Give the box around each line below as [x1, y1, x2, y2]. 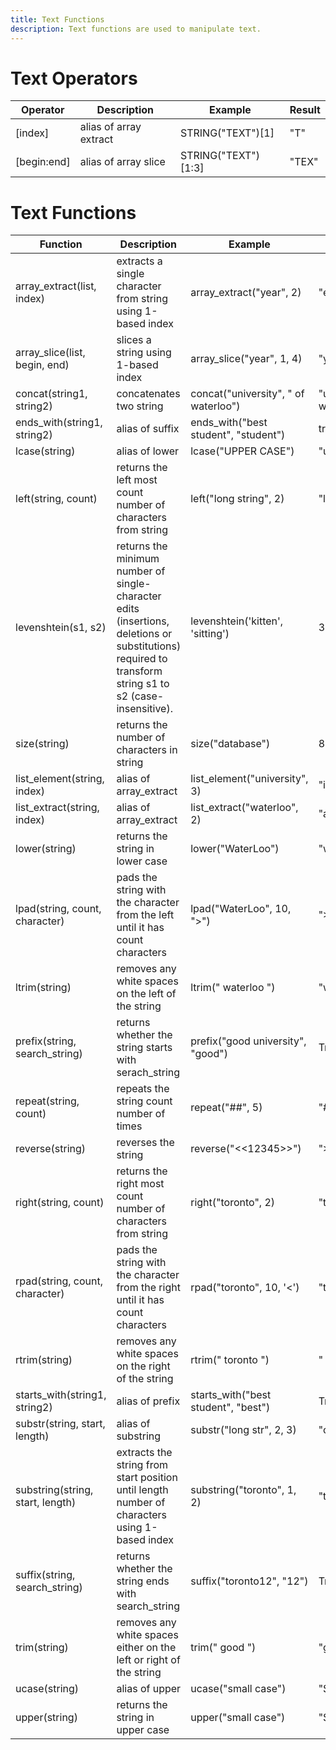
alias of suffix [116, 422, 180, 436]
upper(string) [15, 1711, 78, 1725]
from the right [116, 1281, 181, 1295]
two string [116, 399, 164, 413]
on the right [116, 1359, 171, 1373]
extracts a [116, 254, 163, 268]
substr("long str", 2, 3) [190, 1423, 297, 1437]
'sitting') [190, 627, 230, 641]
